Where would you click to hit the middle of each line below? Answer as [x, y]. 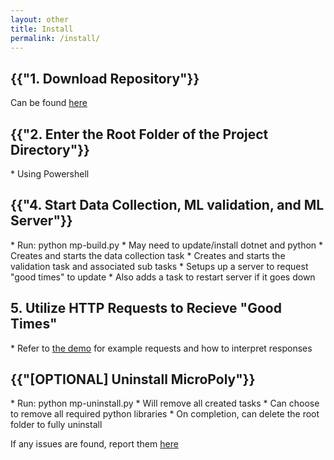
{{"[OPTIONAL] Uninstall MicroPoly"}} [133, 379]
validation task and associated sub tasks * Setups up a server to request [159, 266]
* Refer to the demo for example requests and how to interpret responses [161, 348]
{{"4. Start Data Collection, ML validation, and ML [167, 205]
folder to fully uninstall [56, 425]
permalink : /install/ [55, 38]
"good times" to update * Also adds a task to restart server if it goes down [163, 277]
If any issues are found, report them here [94, 444]
